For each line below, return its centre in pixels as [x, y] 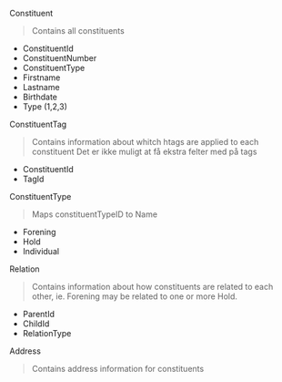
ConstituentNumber [60, 58]
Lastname [41, 87]
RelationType [47, 333]
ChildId [36, 324]
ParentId [38, 314]
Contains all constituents [78, 31]
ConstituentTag [38, 124]
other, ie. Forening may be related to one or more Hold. [135, 296]
